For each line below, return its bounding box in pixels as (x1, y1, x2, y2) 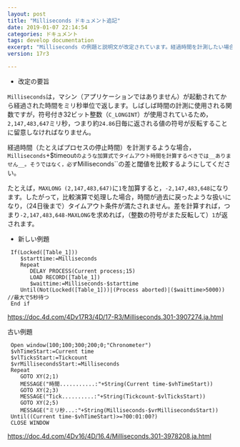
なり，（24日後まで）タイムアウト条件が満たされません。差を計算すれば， (7, 201, 224, 210)
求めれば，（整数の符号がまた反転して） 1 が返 (96, 210, 229, 219)
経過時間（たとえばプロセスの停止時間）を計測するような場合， (7, 143, 195, 151)
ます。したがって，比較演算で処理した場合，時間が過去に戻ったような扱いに (7, 192, 231, 201)
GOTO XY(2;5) (20, 399, 59, 406)
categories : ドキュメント (7, 30, 79, 38)
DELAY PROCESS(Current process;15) (29, 267, 136, 275)
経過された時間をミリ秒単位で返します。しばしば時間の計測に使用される (13, 101, 226, 109)
